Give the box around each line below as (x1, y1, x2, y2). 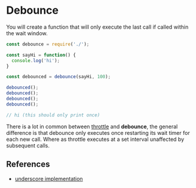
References (6, 159, 50, 169)
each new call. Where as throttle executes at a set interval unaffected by (6, 135, 184, 143)
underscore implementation (14, 175, 83, 182)
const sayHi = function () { (6, 52, 76, 58)
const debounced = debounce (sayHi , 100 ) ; (6, 74, 111, 80)
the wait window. (6, 29, 48, 36)
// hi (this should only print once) (6, 112, 100, 118)
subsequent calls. (6, 141, 50, 149)
